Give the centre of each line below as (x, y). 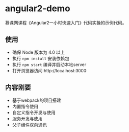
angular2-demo (38, 9)
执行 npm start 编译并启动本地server (49, 65)
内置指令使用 (25, 106)
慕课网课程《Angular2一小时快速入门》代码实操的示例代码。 (66, 22)
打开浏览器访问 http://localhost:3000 (49, 70)
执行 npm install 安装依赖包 (41, 58)
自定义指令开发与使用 (34, 112)
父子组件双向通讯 (29, 125)
